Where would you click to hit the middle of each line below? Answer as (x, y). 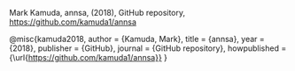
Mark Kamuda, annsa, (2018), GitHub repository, (97, 13)
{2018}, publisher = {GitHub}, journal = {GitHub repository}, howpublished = (148, 48)
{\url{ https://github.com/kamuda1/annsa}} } (89, 57)
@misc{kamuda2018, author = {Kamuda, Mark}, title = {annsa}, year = (137, 39)
